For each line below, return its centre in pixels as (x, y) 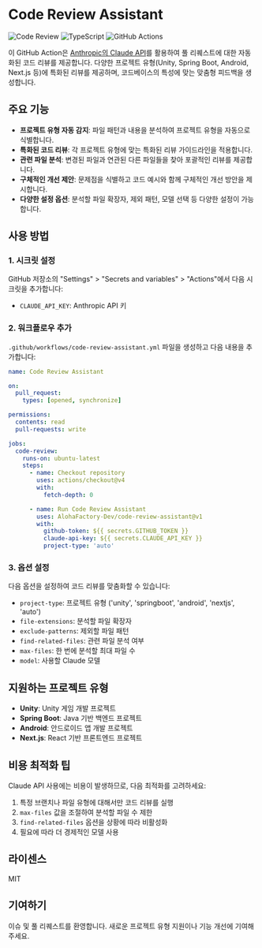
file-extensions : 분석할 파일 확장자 (76, 621)
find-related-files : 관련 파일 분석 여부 (82, 641)
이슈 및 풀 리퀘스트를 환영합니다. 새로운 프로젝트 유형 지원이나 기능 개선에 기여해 (131, 926)
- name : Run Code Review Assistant (88, 509)
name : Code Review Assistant (56, 371)
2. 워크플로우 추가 (40, 328)
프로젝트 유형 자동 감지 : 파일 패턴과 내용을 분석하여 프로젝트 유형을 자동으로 (135, 130)
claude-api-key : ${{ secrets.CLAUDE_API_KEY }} (123, 539)
